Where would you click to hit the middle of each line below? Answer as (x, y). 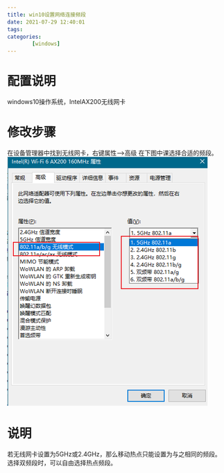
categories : (24, 37)
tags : (15, 29)
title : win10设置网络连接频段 (47, 15)
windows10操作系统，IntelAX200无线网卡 (67, 102)
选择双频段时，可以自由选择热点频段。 (62, 463)
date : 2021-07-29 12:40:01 (46, 22)
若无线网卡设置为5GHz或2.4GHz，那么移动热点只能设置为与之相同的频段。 (114, 454)
